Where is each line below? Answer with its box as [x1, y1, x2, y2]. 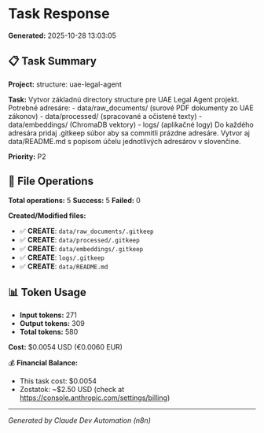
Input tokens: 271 [19, 310, 77, 320]
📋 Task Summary [8, 54, 97, 68]
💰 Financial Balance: [8, 358, 79, 368]
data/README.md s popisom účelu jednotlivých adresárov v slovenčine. [8, 136, 241, 146]
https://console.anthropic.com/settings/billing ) [19, 393, 170, 402]
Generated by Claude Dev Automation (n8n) [8, 416, 152, 425]
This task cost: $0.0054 [19, 376, 97, 386]
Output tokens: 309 [19, 319, 85, 328]
